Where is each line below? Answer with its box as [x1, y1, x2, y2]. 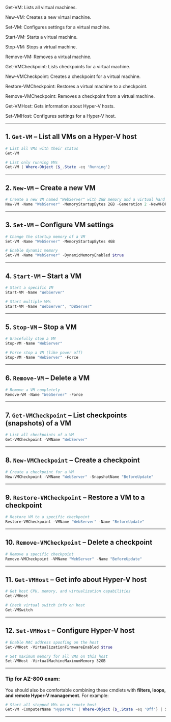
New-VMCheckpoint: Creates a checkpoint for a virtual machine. [5, 73, 141, 79]
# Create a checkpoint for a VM [5, 469, 74, 474]
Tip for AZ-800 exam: [5, 675, 60, 682]
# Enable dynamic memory [5, 248, 58, 253]
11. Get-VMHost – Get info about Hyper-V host [5, 575, 147, 584]
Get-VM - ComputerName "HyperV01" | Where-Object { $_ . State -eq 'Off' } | [5, 707, 163, 712]
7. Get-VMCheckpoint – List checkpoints [5, 411, 127, 419]
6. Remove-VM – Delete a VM [5, 374, 90, 383]
